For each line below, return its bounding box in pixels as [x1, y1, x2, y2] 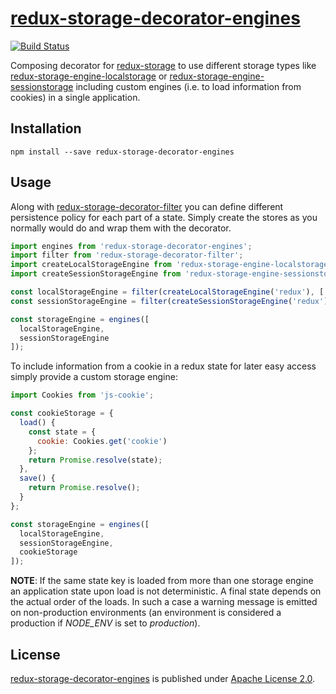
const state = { [28, 427, 97, 437]
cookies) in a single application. [10, 91, 141, 103]
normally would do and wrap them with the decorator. [10, 222, 232, 234]
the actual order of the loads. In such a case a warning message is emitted [10, 596, 318, 608]
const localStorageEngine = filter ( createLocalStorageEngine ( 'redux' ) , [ [10, 287, 325, 297]
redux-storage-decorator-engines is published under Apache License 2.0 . [10, 673, 316, 684]
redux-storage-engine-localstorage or [10, 70, 168, 82]
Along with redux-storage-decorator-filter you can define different [10, 200, 284, 212]
